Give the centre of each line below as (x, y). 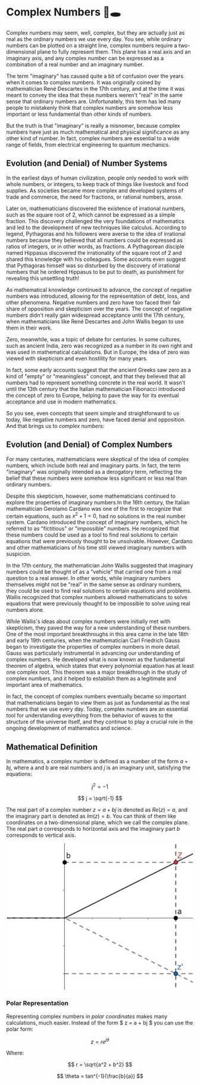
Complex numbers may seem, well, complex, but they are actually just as (96, 33)
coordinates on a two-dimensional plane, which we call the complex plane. (98, 822)
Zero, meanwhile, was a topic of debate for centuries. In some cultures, (94, 339)
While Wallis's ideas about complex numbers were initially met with (88, 621)
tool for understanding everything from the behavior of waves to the (90, 716)
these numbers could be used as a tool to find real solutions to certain (92, 535)
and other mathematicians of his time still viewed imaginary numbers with (96, 548)
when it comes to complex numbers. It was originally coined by (84, 82)
